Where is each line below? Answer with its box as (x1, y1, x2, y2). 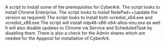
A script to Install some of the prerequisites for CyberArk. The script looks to (5, 4, 160, 10)
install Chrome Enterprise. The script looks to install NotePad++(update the (5, 9, 158, 15)
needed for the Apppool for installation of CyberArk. (5, 35, 111, 41)
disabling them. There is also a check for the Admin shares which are (5, 30, 145, 36)
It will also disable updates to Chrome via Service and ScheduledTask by (5, 25, 153, 31)
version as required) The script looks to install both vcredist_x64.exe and (5, 15, 153, 20)
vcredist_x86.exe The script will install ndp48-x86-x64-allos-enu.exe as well (5, 20, 161, 25)
